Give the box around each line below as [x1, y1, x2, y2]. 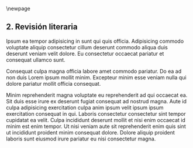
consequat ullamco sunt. [6, 56, 66, 63]
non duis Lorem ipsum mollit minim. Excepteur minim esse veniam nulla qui [6, 73, 187, 81]
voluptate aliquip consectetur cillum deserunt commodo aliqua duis [6, 43, 168, 51]
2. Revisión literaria [6, 22, 78, 32]
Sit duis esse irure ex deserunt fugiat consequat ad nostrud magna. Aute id [6, 97, 187, 105]
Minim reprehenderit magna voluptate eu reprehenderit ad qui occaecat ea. [6, 91, 188, 99]
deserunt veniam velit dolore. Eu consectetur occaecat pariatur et [6, 50, 164, 57]
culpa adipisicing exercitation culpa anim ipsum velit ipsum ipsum [6, 104, 164, 111]
